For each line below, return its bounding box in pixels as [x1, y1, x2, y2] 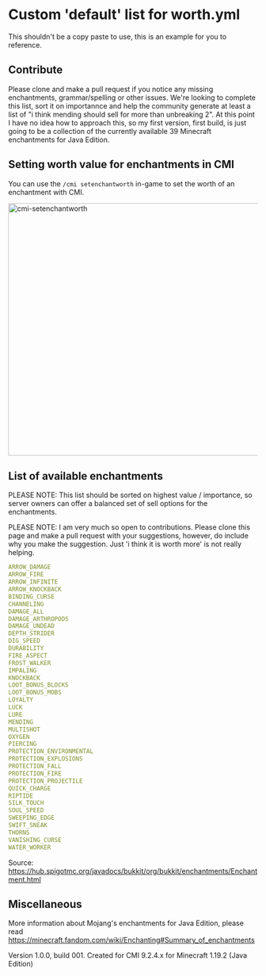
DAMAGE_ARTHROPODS [8, 614, 69, 623]
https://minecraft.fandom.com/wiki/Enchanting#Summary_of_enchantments [8, 936, 255, 945]
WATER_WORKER [8, 843, 51, 852]
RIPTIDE [8, 791, 34, 800]
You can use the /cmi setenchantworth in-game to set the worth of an [8, 178, 235, 188]
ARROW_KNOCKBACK [8, 585, 62, 593]
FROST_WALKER [8, 659, 51, 667]
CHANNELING [8, 600, 44, 608]
